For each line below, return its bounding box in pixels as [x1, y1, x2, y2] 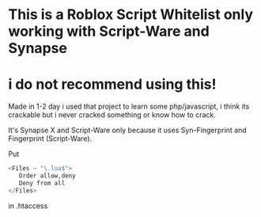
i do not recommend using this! [8, 75, 217, 93]
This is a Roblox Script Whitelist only [8, 6, 254, 24]
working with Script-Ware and [8, 22, 210, 40]
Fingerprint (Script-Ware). [8, 134, 93, 143]
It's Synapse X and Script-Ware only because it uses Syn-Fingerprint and [8, 125, 247, 135]
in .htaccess [8, 200, 48, 211]
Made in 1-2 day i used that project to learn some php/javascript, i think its [8, 101, 250, 112]
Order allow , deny [18, 172, 77, 180]
